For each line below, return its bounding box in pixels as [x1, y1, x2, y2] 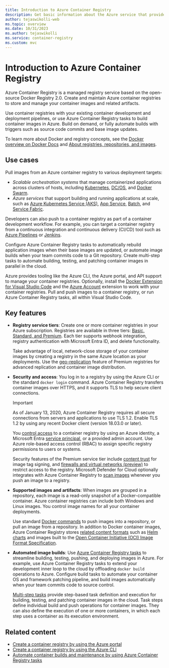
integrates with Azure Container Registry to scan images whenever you [12, 472, 160, 478]
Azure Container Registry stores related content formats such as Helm [12, 529, 158, 535]
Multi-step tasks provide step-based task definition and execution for [12, 592, 156, 598]
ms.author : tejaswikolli [5, 31, 57, 36]
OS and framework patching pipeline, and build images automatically [12, 577, 155, 583]
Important [12, 400, 33, 406]
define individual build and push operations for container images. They [12, 602, 159, 608]
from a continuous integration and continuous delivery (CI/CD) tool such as [5, 226, 161, 232]
